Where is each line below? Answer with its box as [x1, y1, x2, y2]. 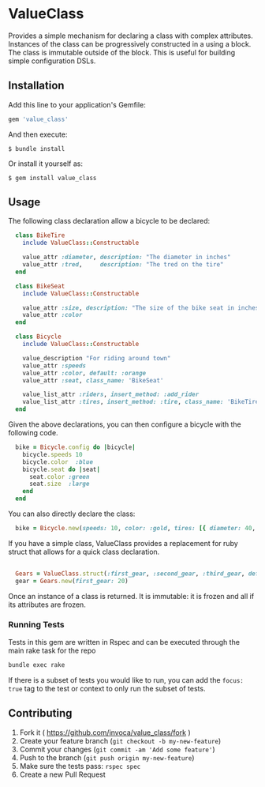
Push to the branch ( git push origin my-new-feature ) [19, 752, 195, 763]
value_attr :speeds [22, 361, 87, 370]
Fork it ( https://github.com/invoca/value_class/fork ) [19, 728, 191, 737]
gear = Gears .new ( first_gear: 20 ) [15, 577, 129, 585]
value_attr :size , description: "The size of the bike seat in [22, 303, 235, 312]
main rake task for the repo [8, 646, 96, 655]
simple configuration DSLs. [8, 56, 96, 66]
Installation [8, 79, 65, 92]
